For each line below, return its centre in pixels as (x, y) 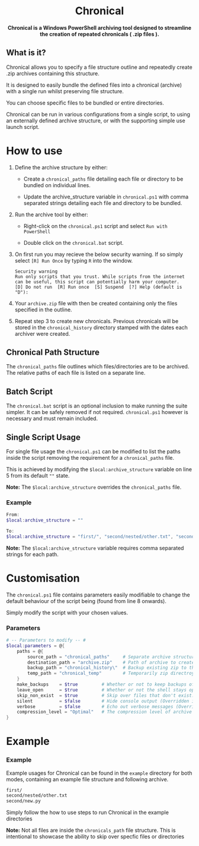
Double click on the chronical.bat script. (73, 242)
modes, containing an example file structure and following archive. (87, 779)
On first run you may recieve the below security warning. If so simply (99, 254)
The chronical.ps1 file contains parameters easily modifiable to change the (98, 595)
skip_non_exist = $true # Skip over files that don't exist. (106, 695)
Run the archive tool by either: (52, 214)
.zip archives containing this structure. (53, 73)
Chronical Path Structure (53, 352)
